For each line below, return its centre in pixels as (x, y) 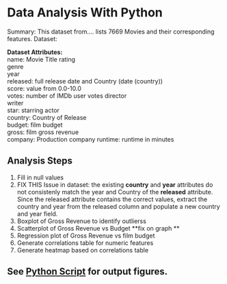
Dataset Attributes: (35, 52)
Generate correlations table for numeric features (85, 243)
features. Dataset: (32, 38)
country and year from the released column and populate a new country (118, 206)
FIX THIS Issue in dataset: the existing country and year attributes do (115, 184)
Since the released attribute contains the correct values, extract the (112, 199)
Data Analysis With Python (85, 13)
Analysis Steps (40, 161)
